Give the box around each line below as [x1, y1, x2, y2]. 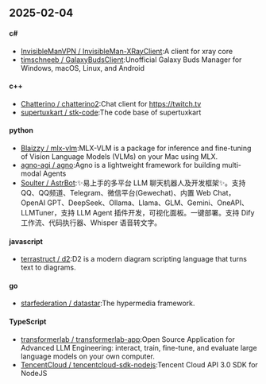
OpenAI [20, 198, 46, 208]
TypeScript [9, 317, 47, 326]
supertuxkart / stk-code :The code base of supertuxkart [20, 107, 202, 117]
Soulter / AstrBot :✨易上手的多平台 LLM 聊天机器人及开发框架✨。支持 [20, 178, 246, 188]
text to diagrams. [20, 262, 76, 273]
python [9, 126, 34, 135]
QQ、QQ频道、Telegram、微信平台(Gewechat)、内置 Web [20, 188, 211, 197]
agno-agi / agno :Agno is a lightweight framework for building [20, 161, 221, 169]
